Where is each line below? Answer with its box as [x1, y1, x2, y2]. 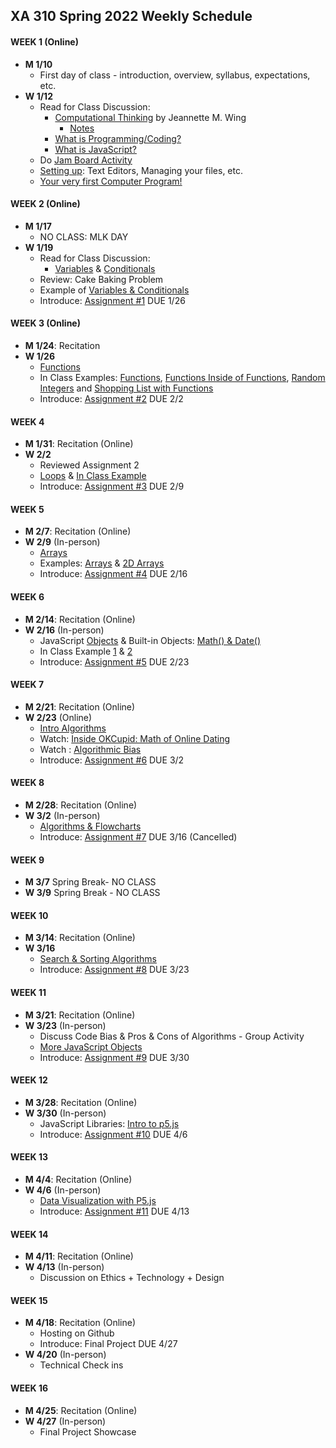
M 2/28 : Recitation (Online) [24, 799, 138, 811]
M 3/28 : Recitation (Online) [24, 1096, 138, 1108]
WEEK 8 [10, 777, 45, 789]
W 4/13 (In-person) [24, 1261, 105, 1273]
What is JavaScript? [54, 143, 137, 155]
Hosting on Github [39, 1327, 115, 1339]
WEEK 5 [10, 503, 45, 515]
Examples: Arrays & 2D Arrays [39, 557, 165, 569]
